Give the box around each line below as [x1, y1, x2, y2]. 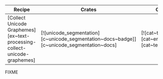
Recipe [14, 6, 30, 13]
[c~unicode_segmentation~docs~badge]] [41, 36, 137, 42]
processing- [7, 39, 36, 45]
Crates [81, 6, 97, 13]
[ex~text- [7, 32, 30, 39]
